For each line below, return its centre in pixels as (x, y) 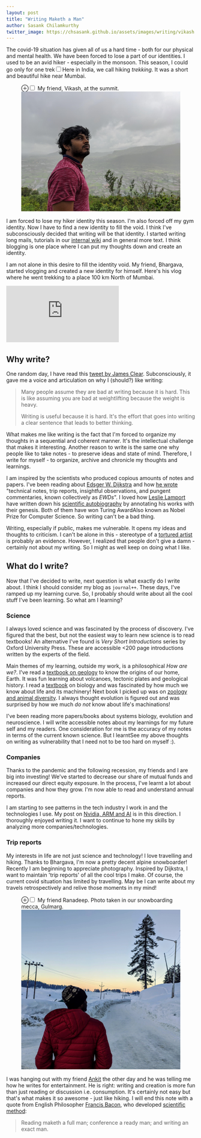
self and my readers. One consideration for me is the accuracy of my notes (99, 729)
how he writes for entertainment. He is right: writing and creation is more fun (101, 1085)
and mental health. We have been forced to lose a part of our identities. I (96, 56)
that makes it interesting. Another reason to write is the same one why (93, 447)
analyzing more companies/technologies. (57, 827)
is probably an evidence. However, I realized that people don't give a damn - (100, 541)
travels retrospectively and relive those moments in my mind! (82, 887)
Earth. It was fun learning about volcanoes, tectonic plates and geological (97, 679)
